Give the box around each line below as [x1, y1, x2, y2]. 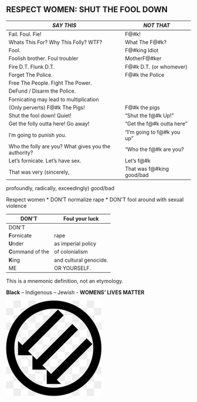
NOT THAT [143, 22, 170, 29]
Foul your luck [63, 215, 99, 222]
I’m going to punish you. [8, 131, 66, 138]
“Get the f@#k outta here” [125, 120, 188, 127]
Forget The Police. [8, 71, 53, 78]
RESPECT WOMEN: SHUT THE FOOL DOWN [6, 5, 168, 15]
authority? [8, 149, 33, 156]
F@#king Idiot [125, 47, 159, 54]
